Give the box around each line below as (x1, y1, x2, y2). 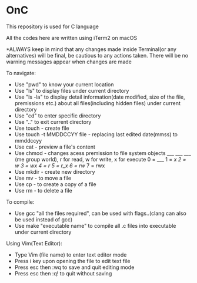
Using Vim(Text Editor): (6, 240, 63, 247)
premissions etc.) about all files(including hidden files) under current (14, 99, 181, 106)
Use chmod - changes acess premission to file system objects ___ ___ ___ (14, 149, 191, 156)
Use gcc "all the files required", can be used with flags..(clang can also (14, 210, 186, 217)
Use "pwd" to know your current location (14, 80, 114, 88)
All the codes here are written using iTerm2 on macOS (6, 34, 138, 41)
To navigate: (6, 69, 36, 76)
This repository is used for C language (6, 23, 99, 30)
